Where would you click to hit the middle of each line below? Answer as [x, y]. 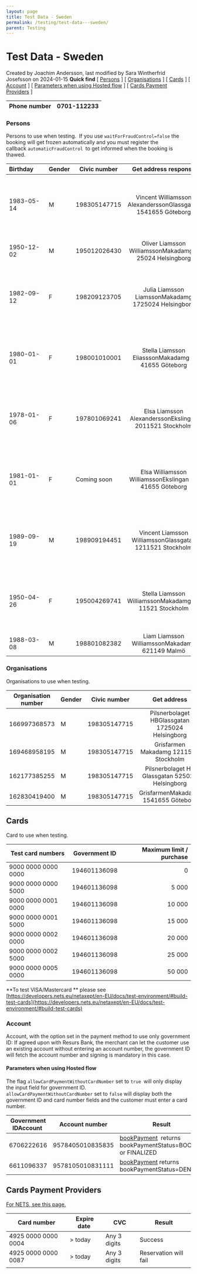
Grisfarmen [170, 744]
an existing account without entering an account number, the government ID [98, 1048]
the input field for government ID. [46, 1088]
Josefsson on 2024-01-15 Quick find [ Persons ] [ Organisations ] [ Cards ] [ [98, 79]
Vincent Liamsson [164, 533]
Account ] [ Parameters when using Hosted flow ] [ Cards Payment [87, 86]
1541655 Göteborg [164, 212]
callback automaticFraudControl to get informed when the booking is [89, 149]
